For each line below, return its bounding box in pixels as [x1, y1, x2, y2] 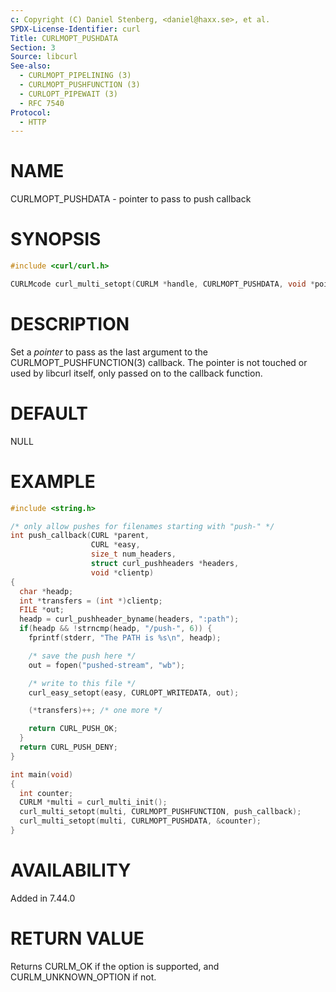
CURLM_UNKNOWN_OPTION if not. [10, 971, 157, 983]
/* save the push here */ [28, 651, 137, 661]
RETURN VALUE [10, 927, 145, 950]
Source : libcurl [10, 52, 78, 62]
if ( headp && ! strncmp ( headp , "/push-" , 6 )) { [19, 624, 213, 634]
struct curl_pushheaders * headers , [90, 559, 240, 569]
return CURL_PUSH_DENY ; [19, 742, 118, 753]
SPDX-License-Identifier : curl [10, 24, 141, 34]
